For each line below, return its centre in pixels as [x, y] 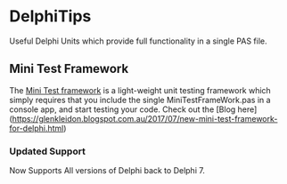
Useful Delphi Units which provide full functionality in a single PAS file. [138, 41]
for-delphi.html [37, 128]
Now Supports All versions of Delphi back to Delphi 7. [107, 171]
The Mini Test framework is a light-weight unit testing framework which [140, 90]
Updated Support [48, 151]
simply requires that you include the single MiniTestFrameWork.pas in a [140, 100]
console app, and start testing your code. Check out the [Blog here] [133, 109]
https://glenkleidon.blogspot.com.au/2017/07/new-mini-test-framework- [145, 118]
